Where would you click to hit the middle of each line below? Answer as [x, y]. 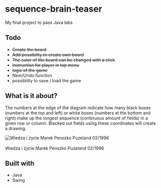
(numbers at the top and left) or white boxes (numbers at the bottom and [78, 113]
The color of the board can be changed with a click [64, 60]
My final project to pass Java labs [39, 22]
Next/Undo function [32, 75]
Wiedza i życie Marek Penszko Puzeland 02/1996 [55, 148]
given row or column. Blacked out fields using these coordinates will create [80, 123]
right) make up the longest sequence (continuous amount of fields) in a [77, 118]
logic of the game [30, 70]
